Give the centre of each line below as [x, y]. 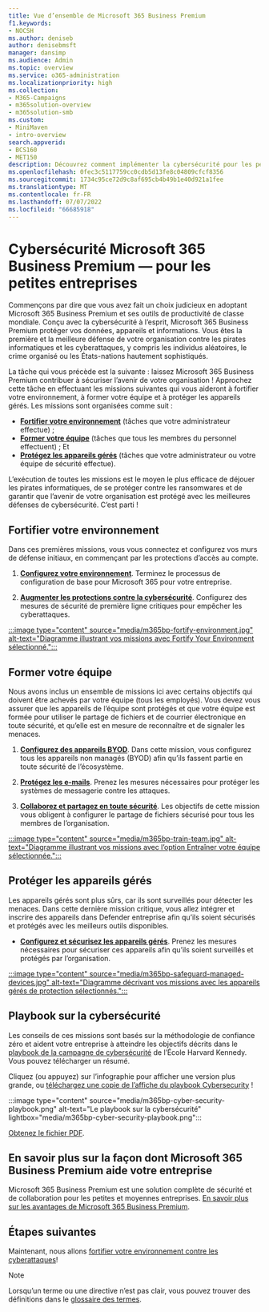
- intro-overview [37, 135]
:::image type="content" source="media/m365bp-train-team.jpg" [116, 839]
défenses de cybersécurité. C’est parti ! [73, 505]
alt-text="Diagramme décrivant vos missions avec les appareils [156, 982]
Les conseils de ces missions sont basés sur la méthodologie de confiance [132, 1035]
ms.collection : [34, 90]
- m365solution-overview [50, 105]
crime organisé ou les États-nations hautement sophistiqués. [108, 356]
